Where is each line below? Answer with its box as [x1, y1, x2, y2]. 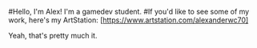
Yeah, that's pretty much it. [8, 31, 98, 40]
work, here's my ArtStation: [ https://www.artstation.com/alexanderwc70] [8, 15, 249, 25]
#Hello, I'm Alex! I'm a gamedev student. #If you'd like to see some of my [8, 7, 250, 16]
